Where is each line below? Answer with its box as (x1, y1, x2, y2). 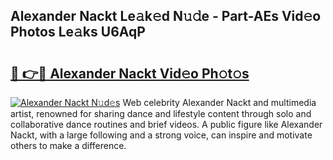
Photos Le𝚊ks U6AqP (10, 24, 146, 41)
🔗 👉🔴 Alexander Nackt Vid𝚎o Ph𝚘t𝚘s (10, 65, 250, 82)
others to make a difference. (10, 140, 127, 151)
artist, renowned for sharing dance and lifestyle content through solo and (10, 108, 312, 119)
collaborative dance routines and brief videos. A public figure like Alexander (10, 119, 323, 130)
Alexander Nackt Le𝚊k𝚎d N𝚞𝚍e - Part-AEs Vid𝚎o (10, 8, 322, 25)
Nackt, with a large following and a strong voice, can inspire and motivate (10, 129, 313, 141)
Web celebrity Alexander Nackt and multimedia (122, 97, 317, 108)
